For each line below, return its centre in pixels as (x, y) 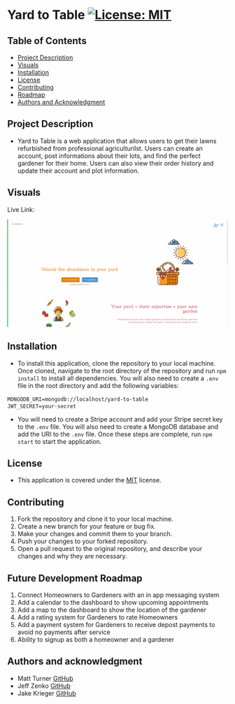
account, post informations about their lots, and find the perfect (109, 156)
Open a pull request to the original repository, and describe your (110, 549)
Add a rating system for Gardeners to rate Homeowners (98, 617)
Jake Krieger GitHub (47, 693)
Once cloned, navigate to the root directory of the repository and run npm (122, 371)
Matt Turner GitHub (45, 678)
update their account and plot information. (78, 171)
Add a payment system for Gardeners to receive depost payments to (116, 624)
